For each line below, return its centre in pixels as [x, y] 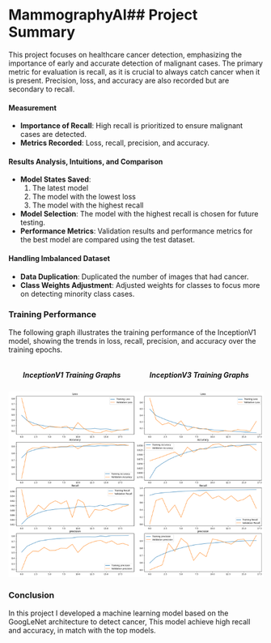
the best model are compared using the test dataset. [108, 240]
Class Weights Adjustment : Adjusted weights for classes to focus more [140, 285]
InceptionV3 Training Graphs [199, 375]
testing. [33, 223]
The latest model [60, 188]
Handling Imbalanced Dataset [59, 258]
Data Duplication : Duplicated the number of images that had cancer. [134, 276]
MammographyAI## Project [103, 15]
